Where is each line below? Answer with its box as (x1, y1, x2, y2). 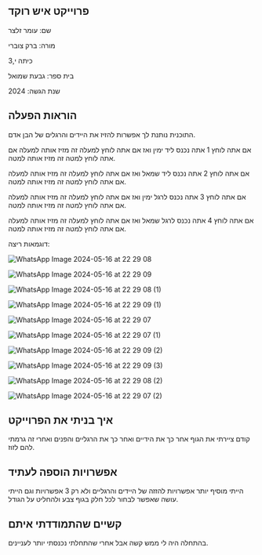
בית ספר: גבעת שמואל (8, 71, 75, 80)
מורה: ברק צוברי (8, 41, 56, 50)
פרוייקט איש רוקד (8, 5, 89, 18)
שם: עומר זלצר (8, 25, 52, 34)
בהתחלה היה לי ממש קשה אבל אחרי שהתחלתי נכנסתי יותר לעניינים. (8, 539, 209, 548)
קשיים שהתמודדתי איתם (8, 517, 122, 531)
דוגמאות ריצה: (8, 239, 50, 248)
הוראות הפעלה (8, 109, 77, 122)
